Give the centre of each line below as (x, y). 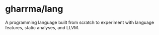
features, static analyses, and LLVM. (42, 27)
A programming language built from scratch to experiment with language (79, 22)
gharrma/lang (34, 9)
